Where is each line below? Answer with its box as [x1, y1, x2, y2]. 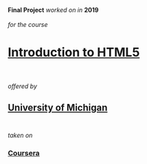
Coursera [8, 148, 40, 158]
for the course [8, 21, 48, 28]
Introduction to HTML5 [8, 45, 140, 61]
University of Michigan [8, 102, 108, 114]
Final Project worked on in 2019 [8, 6, 99, 14]
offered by [8, 82, 37, 90]
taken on [8, 131, 33, 139]
